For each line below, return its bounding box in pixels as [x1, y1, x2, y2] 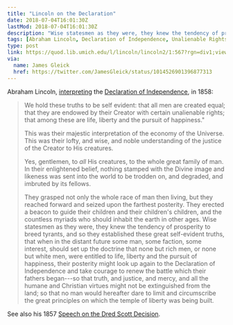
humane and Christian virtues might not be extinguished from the [24, 281, 211, 290]
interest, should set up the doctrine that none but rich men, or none [24, 244, 216, 253]
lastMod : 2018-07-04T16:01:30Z [7, 23, 98, 30]
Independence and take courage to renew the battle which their [24, 267, 207, 275]
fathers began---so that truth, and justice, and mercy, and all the [24, 274, 209, 282]
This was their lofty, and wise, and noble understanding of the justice [24, 136, 222, 144]
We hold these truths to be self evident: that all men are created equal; [24, 101, 225, 109]
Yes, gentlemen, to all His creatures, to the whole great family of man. [24, 157, 224, 165]
